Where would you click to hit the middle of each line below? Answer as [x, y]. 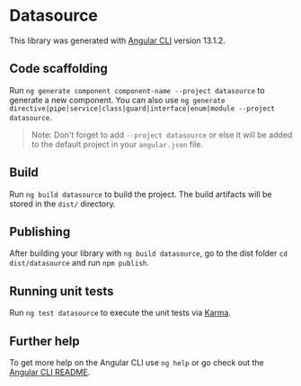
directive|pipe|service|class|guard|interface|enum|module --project [142, 109]
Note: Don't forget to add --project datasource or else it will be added [162, 135]
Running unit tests [62, 291]
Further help [45, 341]
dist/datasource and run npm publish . [80, 263]
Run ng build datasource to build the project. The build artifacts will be [141, 194]
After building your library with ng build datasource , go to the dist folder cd [148, 253]
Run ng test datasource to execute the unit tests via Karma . [120, 313]
